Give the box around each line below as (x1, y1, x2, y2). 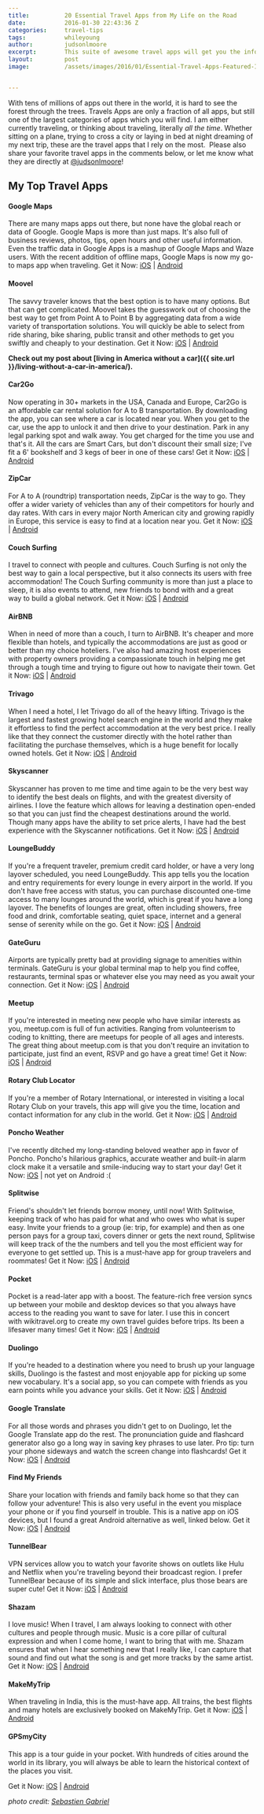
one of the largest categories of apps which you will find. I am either (8, 115, 229, 124)
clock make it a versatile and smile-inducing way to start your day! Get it (8, 1162, 242, 1171)
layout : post (8, 56, 79, 64)
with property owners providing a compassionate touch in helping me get (8, 654, 246, 663)
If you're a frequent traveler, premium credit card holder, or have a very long (8, 861, 255, 870)
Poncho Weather (8, 1128, 64, 1137)
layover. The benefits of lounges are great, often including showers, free (8, 903, 242, 912)
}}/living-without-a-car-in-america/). (8, 361, 134, 371)
